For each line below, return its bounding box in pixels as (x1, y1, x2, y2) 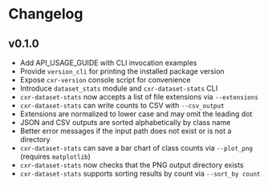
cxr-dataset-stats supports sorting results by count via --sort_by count (19, 169, 261, 178)
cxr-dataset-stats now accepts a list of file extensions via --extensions (19, 92, 259, 101)
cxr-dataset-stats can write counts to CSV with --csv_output (19, 101, 225, 110)
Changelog (8, 5, 83, 23)
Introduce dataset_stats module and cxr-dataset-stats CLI (19, 83, 218, 93)
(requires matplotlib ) (19, 152, 91, 161)
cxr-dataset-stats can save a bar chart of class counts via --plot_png (19, 144, 253, 152)
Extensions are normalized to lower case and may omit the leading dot (19, 109, 253, 119)
